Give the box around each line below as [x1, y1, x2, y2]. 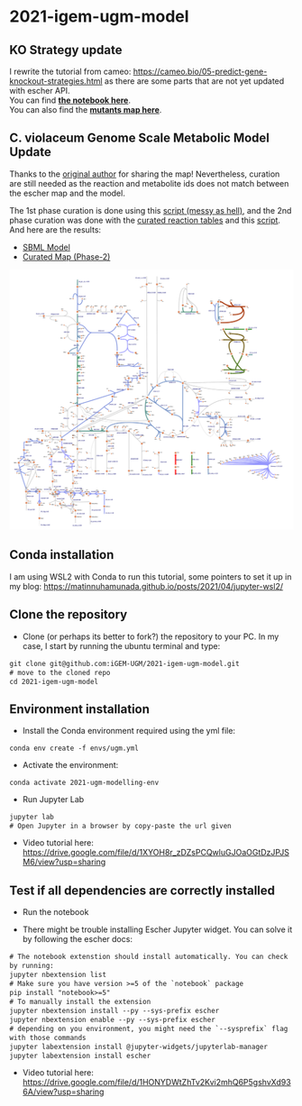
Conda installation [9, 547, 114, 562]
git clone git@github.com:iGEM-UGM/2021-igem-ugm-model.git [9, 659, 241, 668]
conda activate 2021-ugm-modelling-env [9, 778, 160, 788]
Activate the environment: [22, 760, 119, 771]
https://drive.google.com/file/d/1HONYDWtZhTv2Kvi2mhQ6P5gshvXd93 [22, 1077, 291, 1088]
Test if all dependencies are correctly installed [9, 882, 276, 898]
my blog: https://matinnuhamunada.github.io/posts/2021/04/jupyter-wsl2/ [9, 580, 284, 591]
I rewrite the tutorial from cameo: [9, 66, 132, 77]
